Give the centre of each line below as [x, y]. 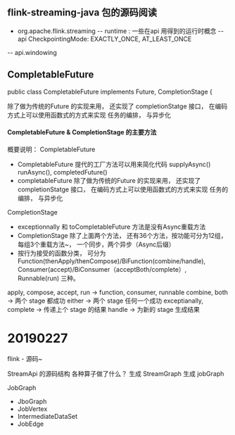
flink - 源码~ [25, 358]
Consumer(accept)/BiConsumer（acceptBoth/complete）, [102, 269]
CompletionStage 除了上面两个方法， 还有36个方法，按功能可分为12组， [122, 235]
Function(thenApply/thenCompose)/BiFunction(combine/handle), [112, 261]
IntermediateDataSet [47, 416]
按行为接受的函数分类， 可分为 [62, 253]
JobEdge [31, 424]
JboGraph [32, 401]
